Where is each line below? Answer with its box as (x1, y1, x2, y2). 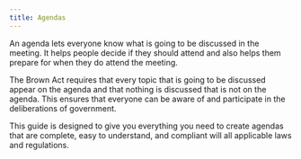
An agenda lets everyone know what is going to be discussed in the (9, 38, 260, 49)
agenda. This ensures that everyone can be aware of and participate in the (9, 93, 286, 104)
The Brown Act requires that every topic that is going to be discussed (9, 74, 267, 85)
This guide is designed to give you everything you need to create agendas (9, 120, 285, 131)
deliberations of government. (9, 102, 117, 113)
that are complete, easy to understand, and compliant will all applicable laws (9, 129, 292, 140)
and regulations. (9, 139, 70, 150)
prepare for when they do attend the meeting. (9, 57, 178, 67)
